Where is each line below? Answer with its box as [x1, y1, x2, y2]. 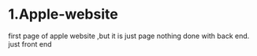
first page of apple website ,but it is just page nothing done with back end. [8, 31, 250, 40]
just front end [8, 39, 52, 48]
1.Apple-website [8, 5, 118, 23]
